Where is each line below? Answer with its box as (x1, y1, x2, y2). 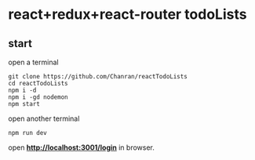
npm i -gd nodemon (8, 93, 68, 101)
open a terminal (8, 57, 59, 67)
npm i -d (8, 86, 37, 94)
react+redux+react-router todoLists (8, 5, 247, 24)
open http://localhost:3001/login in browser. (8, 143, 155, 152)
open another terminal (8, 114, 80, 123)
